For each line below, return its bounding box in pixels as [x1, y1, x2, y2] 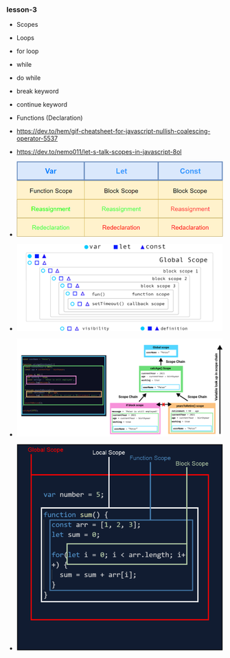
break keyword [16, 87, 59, 96]
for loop [16, 47, 39, 56]
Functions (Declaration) [16, 114, 83, 122]
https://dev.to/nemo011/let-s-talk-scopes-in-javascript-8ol [16, 148, 182, 156]
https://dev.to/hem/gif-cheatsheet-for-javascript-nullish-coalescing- [16, 127, 211, 136]
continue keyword [16, 100, 68, 109]
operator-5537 [16, 134, 58, 142]
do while [16, 74, 41, 82]
